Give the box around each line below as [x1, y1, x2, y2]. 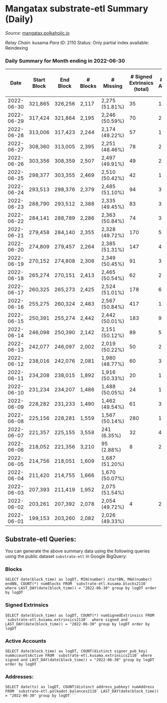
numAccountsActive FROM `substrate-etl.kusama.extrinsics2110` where [5, 653, 153, 658]
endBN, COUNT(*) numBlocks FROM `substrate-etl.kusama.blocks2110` [5, 581, 148, 587]
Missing [103, 83, 123, 89]
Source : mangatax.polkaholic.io [5, 30, 70, 36]
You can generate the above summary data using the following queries [5, 548, 150, 554]
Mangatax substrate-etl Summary [5, 3, 149, 14]
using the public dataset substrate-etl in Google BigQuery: [5, 553, 127, 559]
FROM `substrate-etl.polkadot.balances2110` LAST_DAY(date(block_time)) [5, 689, 159, 694]
